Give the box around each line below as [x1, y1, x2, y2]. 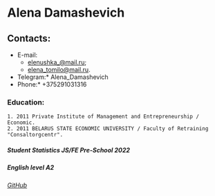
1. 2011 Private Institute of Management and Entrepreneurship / [7, 113, 199, 121]
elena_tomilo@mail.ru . [27, 66, 91, 73]
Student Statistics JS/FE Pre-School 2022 [7, 145, 130, 154]
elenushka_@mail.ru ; [27, 58, 87, 66]
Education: [7, 97, 45, 107]
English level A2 [7, 163, 55, 172]
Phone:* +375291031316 [17, 80, 87, 88]
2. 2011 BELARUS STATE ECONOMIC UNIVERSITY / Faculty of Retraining [7, 125, 209, 132]
